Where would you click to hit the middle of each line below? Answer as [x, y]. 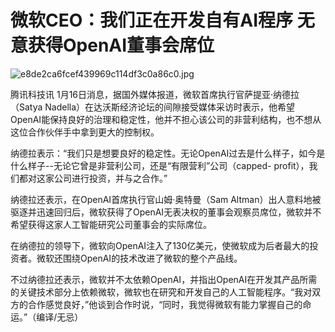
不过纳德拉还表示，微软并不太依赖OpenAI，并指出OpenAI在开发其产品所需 [164, 279]
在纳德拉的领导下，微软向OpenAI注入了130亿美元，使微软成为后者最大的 [160, 245]
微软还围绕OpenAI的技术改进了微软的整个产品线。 [139, 258]
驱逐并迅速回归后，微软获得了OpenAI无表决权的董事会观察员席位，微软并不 [166, 212]
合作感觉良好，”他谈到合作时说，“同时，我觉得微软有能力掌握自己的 [165, 304]
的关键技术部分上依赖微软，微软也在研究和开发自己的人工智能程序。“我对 [161, 292]
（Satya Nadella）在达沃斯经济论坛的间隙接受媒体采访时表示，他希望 [153, 107]
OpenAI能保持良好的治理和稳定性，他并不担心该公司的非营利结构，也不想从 [166, 119]
